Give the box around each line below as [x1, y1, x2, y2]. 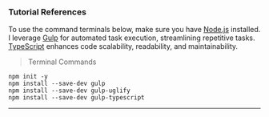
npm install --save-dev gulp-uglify [8, 87, 130, 95]
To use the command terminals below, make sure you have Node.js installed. [8, 25, 261, 34]
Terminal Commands [27, 57, 97, 67]
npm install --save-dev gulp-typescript [8, 94, 146, 102]
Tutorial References [8, 6, 86, 18]
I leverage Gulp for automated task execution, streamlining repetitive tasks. [8, 33, 255, 42]
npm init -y [8, 73, 48, 81]
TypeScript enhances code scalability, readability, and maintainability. [8, 42, 239, 51]
